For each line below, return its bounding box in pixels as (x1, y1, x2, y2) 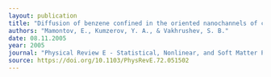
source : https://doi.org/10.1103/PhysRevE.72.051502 (8, 57, 190, 65)
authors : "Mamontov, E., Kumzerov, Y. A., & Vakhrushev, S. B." (8, 26, 229, 34)
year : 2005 (8, 42, 45, 50)
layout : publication (8, 11, 78, 20)
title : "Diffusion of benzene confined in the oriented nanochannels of (8, 19, 258, 27)
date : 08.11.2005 (8, 34, 67, 43)
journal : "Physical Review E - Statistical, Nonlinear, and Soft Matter (8, 49, 258, 57)
